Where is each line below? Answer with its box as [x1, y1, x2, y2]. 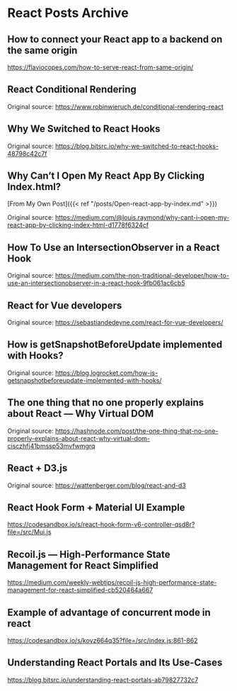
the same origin [7, 44, 78, 56]
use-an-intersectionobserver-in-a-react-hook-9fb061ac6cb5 [7, 279, 185, 288]
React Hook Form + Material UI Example [7, 501, 185, 513]
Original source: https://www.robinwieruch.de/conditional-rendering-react [7, 102, 224, 111]
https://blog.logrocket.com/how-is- [55, 369, 158, 377]
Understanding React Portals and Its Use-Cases [7, 657, 223, 669]
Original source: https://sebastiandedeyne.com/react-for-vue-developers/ [7, 318, 224, 327]
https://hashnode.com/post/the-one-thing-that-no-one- [55, 427, 219, 435]
